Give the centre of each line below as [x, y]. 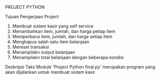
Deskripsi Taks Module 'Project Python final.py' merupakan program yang [80, 67]
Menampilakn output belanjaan [44, 52]
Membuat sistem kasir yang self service [53, 26]
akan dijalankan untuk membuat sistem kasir [50, 72]
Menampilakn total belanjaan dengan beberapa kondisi [68, 57]
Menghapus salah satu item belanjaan [51, 42]
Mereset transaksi [31, 47]
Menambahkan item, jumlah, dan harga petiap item [64, 31]
